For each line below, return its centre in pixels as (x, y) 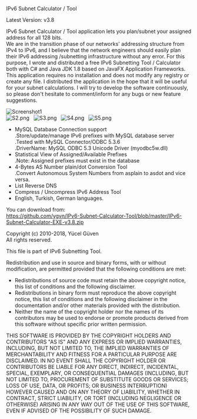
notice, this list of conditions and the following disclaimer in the (91, 299)
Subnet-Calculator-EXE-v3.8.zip (45, 222)
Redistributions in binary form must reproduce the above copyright (95, 293)
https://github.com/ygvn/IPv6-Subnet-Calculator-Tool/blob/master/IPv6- (94, 216)
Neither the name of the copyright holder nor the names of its (89, 311)
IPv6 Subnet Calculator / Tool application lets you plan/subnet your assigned (99, 31)
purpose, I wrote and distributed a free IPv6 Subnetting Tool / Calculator (94, 62)
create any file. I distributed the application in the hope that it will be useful (96, 81)
